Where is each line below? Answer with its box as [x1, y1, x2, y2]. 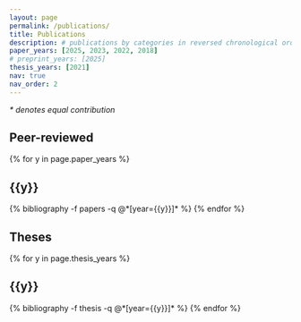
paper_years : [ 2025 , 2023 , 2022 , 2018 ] [9, 47, 159, 55]
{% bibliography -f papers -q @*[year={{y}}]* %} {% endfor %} [9, 203, 245, 215]
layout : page [9, 13, 58, 22]
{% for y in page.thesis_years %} [9, 253, 131, 264]
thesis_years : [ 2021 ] [9, 64, 90, 72]
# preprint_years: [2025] [9, 55, 106, 64]
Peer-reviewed [9, 131, 94, 146]
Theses [9, 229, 52, 244]
